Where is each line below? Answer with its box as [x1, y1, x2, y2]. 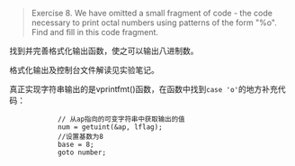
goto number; [57, 148, 106, 157]
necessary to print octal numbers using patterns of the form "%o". [31, 17, 277, 28]
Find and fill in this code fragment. [31, 27, 159, 37]
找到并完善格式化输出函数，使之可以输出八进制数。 [9, 45, 199, 56]
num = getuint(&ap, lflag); [57, 123, 164, 132]
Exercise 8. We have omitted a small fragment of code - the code [31, 8, 273, 18]
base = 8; [57, 140, 94, 149]
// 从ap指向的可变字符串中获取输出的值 [57, 115, 185, 124]
